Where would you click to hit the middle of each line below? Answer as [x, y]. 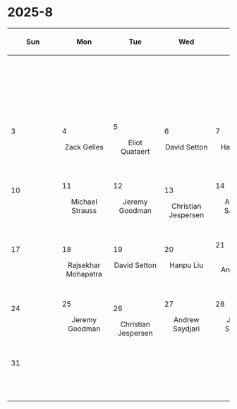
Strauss [84, 210]
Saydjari [186, 329]
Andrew [186, 319]
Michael [84, 202]
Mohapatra [84, 274]
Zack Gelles [84, 147]
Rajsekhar [84, 265]
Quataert [135, 151]
